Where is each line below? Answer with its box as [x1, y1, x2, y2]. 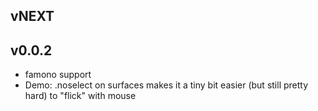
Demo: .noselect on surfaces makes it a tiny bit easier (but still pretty [24, 79, 309, 91]
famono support [24, 69, 92, 81]
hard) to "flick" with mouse [24, 90, 137, 102]
